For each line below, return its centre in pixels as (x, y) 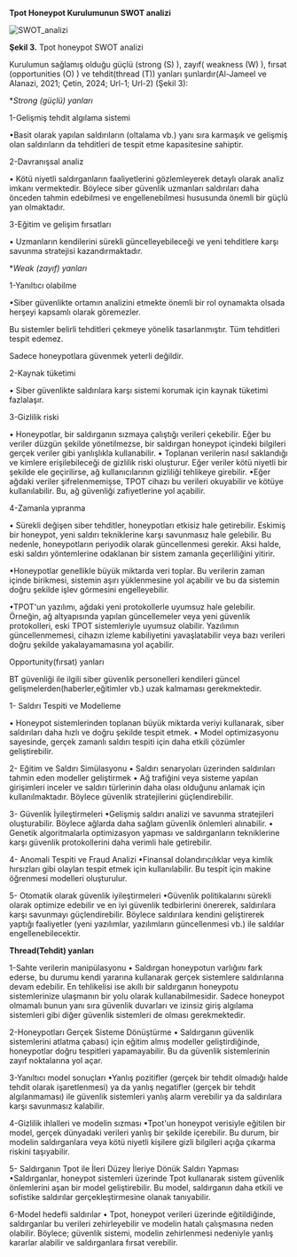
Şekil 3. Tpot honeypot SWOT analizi (76, 47)
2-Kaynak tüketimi (43, 373)
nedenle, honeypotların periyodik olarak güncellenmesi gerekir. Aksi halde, (145, 544)
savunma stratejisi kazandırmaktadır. (76, 251)
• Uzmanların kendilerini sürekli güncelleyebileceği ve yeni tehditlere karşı (144, 242)
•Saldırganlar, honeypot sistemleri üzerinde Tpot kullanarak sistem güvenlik (147, 1178)
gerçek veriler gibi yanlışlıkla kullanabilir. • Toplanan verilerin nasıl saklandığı (148, 453)
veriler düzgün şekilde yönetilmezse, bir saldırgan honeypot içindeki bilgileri (148, 444)
